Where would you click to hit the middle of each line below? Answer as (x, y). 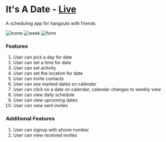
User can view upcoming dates (45, 100)
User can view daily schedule (44, 95)
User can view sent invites (40, 106)
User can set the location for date (48, 73)
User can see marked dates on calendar (54, 84)
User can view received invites (45, 135)
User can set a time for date (42, 63)
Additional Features (30, 119)
